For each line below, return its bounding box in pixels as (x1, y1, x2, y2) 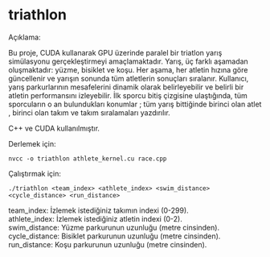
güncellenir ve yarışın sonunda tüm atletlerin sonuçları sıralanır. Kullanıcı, (8, 73, 249, 83)
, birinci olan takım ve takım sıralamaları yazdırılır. (8, 107, 170, 118)
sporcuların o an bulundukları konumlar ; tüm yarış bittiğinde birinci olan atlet (8, 99, 262, 109)
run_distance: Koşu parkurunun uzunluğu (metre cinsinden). (8, 239, 207, 249)
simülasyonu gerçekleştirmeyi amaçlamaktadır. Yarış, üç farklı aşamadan (8, 56, 249, 66)
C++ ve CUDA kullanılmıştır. (8, 123, 100, 133)
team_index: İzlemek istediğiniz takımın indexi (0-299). (8, 205, 189, 215)
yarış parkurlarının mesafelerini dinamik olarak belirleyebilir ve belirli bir (8, 82, 244, 92)
